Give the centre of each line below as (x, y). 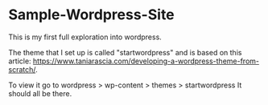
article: (20, 61)
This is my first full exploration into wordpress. (85, 37)
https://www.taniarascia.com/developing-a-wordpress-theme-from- (146, 61)
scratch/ (22, 69)
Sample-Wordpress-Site (91, 15)
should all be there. (40, 93)
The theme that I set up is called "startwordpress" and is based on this (125, 52)
